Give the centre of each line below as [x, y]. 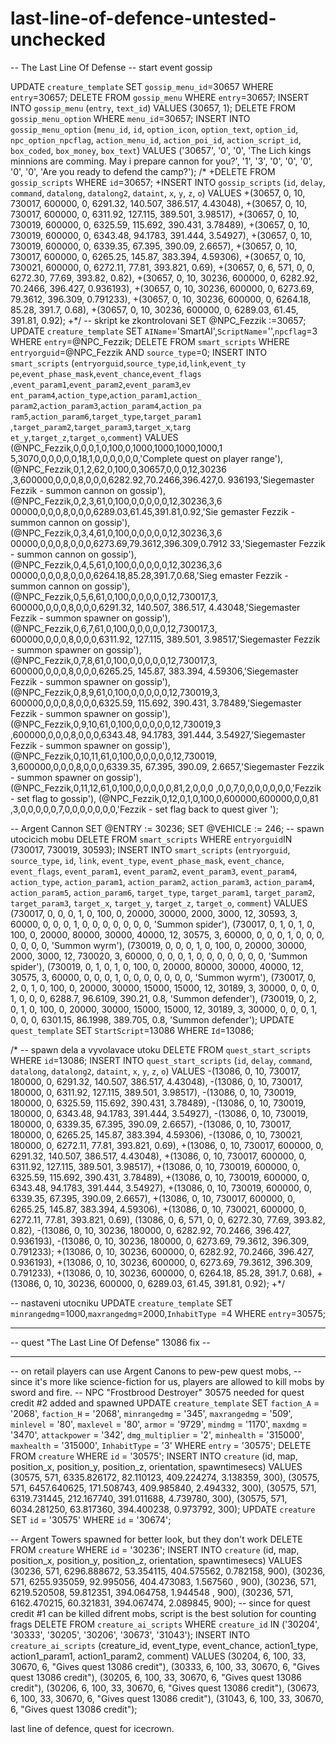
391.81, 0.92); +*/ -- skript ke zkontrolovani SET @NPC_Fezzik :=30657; [158, 320]
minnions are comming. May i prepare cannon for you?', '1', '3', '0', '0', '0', [161, 161]
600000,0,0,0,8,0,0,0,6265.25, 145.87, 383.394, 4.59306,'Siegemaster [154, 671]
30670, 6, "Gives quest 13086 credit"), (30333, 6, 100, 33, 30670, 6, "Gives [165, 1666]
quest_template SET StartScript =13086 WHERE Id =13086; [132, 1030]
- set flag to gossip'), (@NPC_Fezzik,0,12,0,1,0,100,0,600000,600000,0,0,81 [164, 798]
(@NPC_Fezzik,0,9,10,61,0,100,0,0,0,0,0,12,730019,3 [116, 724]
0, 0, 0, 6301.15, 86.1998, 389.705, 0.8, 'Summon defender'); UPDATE [152, 1019]
